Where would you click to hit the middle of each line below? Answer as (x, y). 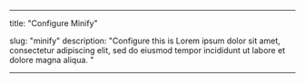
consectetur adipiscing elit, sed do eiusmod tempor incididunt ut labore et (148, 50)
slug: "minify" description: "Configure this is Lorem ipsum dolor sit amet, (145, 41)
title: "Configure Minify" (54, 23)
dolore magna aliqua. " (52, 60)
